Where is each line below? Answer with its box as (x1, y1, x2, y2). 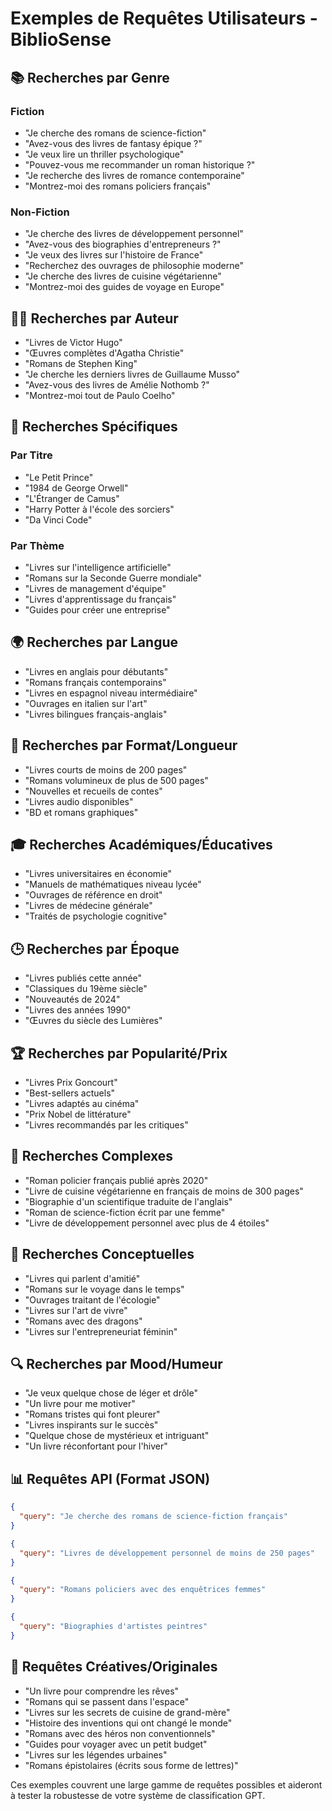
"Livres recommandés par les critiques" (24, 1119, 189, 1131)
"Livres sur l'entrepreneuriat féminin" (24, 1325, 178, 1337)
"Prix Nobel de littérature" (24, 1108, 132, 1121)
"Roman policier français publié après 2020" (24, 1174, 209, 1186)
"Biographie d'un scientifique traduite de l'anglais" (24, 1195, 233, 1207)
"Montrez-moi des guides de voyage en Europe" (24, 281, 225, 293)
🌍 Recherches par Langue (10, 634, 178, 651)
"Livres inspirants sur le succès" (24, 1419, 159, 1431)
